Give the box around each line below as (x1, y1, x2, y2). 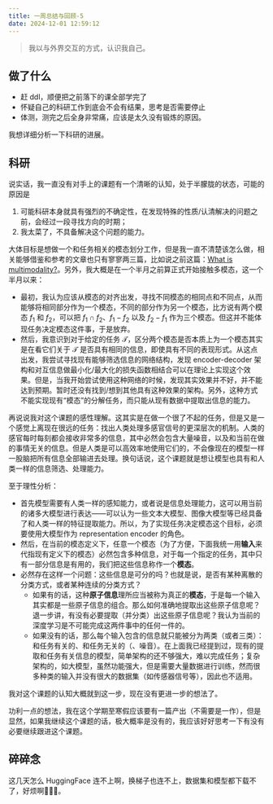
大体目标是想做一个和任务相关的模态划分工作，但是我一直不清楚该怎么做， (8, 244, 258, 254)
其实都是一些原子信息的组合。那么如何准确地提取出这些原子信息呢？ (32, 600, 261, 609)
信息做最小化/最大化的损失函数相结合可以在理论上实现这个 (48, 364, 244, 375)
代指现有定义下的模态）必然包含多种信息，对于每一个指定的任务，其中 (19, 549, 256, 559)
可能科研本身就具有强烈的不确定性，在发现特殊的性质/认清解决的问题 (19, 207, 251, 217)
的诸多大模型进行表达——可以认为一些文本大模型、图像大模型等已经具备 (19, 508, 262, 518)
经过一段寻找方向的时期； (41, 217, 128, 226)
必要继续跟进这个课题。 (8, 726, 87, 736)
